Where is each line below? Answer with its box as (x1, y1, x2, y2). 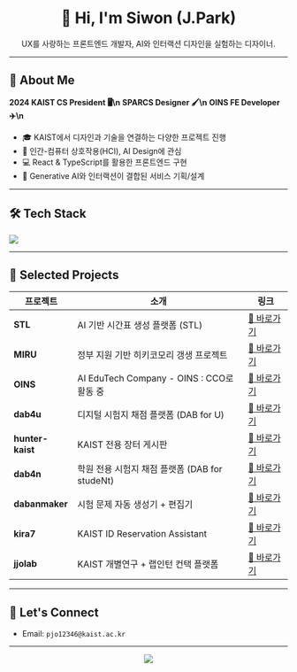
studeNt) (77, 475, 115, 487)
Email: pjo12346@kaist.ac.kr (21, 629, 126, 639)
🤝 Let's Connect (9, 605, 99, 620)
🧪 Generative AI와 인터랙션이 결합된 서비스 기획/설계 (21, 170, 205, 181)
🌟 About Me (9, 73, 75, 88)
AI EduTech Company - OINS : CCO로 (77, 372, 234, 384)
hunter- (13, 433, 49, 445)
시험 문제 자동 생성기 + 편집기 (77, 498, 193, 511)
